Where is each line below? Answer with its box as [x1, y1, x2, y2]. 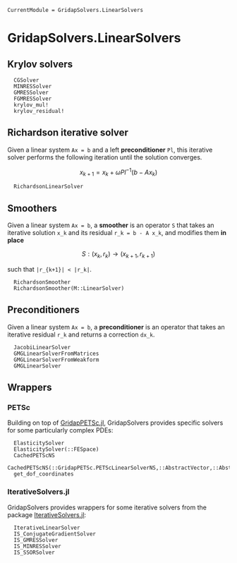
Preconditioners [7, 304, 80, 316]
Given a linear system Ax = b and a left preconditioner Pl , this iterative [7, 145, 213, 154]
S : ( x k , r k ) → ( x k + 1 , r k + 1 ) [81, 250, 156, 260]
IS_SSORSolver [13, 549, 55, 556]
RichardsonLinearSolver [13, 183, 83, 190]
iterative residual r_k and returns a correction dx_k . [7, 330, 155, 339]
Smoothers [7, 202, 58, 214]
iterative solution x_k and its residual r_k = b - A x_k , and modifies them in [7, 229, 227, 237]
